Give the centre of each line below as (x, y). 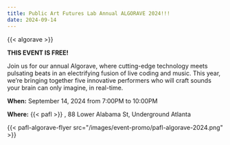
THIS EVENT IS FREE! (38, 53)
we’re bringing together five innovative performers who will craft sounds (109, 80)
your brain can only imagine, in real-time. (65, 88)
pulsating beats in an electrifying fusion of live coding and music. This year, (114, 73)
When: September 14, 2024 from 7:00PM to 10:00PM (82, 101)
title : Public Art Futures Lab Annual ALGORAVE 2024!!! (89, 13)
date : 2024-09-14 (32, 20)
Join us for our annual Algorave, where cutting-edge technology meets (107, 66)
